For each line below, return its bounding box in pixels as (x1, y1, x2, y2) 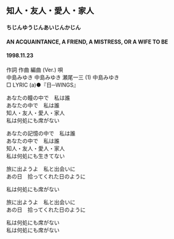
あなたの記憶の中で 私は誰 (6, 129, 76, 137)
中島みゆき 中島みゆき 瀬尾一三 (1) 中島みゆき (6, 73, 119, 80)
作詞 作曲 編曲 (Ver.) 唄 (6, 66, 64, 73)
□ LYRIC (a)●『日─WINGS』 (6, 81, 79, 88)
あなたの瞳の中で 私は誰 (6, 94, 70, 101)
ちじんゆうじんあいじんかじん (6, 24, 81, 31)
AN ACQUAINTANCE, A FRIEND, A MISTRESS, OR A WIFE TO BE (6, 38, 169, 45)
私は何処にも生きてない (6, 152, 65, 159)
